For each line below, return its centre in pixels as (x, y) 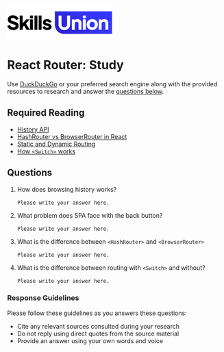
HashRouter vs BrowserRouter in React (72, 136)
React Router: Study (66, 65)
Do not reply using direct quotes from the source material (98, 334)
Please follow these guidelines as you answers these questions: (97, 313)
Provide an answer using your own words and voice (90, 340)
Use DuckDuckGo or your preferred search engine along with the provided (112, 84)
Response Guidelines (43, 298)
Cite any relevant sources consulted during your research (98, 326)
